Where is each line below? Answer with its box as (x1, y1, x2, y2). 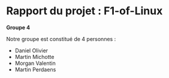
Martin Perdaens (14, 65, 56, 73)
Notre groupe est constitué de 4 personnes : (6, 35, 116, 42)
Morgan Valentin (14, 60, 56, 67)
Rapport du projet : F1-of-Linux (6, 4, 163, 18)
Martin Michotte (14, 53, 55, 60)
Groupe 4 (6, 24, 31, 31)
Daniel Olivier (14, 46, 49, 54)
